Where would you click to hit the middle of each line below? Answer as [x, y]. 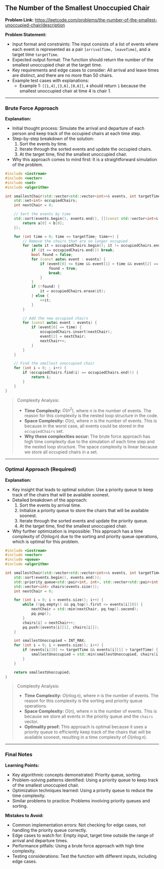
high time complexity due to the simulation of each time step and [89, 442]
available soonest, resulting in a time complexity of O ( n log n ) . [86, 737]
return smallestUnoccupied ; [42, 672]
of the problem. [28, 165]
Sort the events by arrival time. [50, 505]
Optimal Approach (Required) [41, 470]
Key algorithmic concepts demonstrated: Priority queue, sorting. [77, 775]
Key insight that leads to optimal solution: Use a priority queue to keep [83, 490]
